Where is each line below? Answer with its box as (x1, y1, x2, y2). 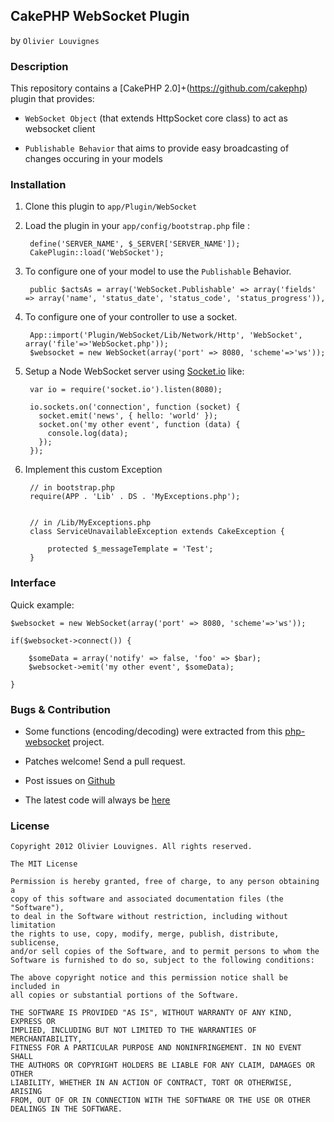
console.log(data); (47, 429, 129, 439)
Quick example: (10, 599, 75, 611)
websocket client (24, 123, 96, 135)
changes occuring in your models (24, 153, 163, 165)
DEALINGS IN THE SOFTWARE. (10, 1104, 123, 1114)
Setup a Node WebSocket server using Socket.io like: (24, 365, 245, 378)
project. (72, 736, 105, 748)
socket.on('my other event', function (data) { (38, 420, 241, 430)
